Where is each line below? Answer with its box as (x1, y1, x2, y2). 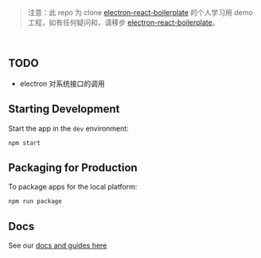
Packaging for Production (8, 161, 138, 174)
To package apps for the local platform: (8, 182, 138, 192)
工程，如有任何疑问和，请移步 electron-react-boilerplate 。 (27, 18, 220, 27)
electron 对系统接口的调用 (19, 79, 105, 88)
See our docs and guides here (8, 240, 107, 250)
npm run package (8, 197, 62, 205)
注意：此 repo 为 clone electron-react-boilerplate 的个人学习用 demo (27, 8, 253, 17)
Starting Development (8, 103, 120, 116)
